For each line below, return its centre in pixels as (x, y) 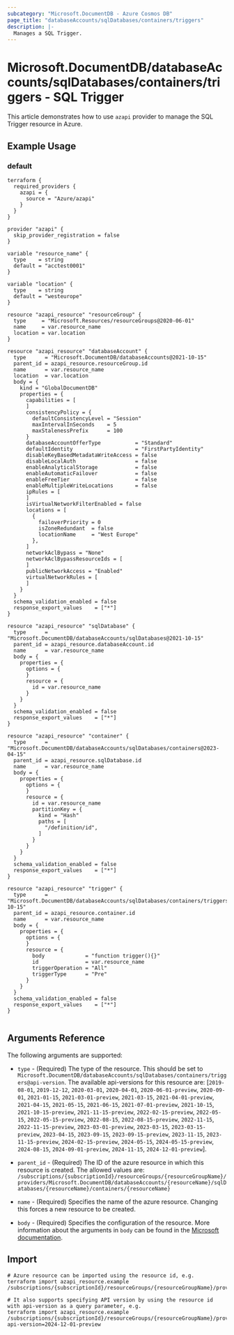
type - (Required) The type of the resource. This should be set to (110, 1068)
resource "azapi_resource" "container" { (68, 736)
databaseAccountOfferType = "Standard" (99, 443)
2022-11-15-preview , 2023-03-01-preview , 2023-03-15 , (94, 1126)
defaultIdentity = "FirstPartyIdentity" (115, 449)
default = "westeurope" (48, 296)
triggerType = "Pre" (70, 974)
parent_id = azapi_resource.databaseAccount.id (84, 644)
